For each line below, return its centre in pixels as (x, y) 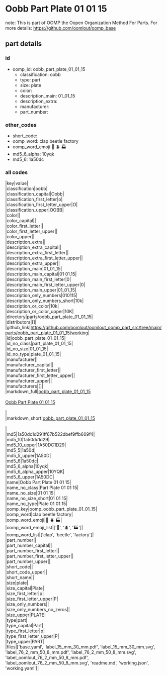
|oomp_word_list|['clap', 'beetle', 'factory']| (50, 535)
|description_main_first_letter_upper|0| (45, 285)
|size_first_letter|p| (25, 594)
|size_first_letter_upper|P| (32, 599)
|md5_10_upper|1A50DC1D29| (36, 445)
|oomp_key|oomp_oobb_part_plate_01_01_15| (51, 509)
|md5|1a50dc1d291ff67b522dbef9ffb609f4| (50, 434)
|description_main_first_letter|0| (38, 279)
